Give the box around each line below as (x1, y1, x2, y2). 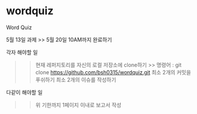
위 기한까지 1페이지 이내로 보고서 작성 (35, 101, 122, 108)
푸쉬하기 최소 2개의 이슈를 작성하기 (35, 76, 117, 83)
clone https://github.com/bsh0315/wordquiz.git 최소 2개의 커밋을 (35, 68, 191, 75)
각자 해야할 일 (6, 49, 38, 56)
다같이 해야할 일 (6, 88, 43, 96)
